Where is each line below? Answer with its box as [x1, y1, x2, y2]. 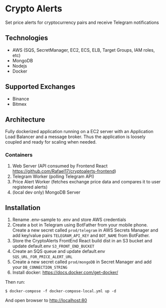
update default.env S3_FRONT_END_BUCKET [12, 243, 95, 249]
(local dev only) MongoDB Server [12, 189, 81, 195]
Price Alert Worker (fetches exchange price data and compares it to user [12, 178, 161, 184]
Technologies [5, 34, 49, 42]
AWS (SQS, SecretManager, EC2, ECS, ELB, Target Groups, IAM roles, [12, 47, 155, 53]
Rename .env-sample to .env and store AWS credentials [12, 217, 126, 223]
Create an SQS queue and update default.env [12, 248, 106, 254]
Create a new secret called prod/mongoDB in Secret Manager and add [12, 259, 152, 265]
